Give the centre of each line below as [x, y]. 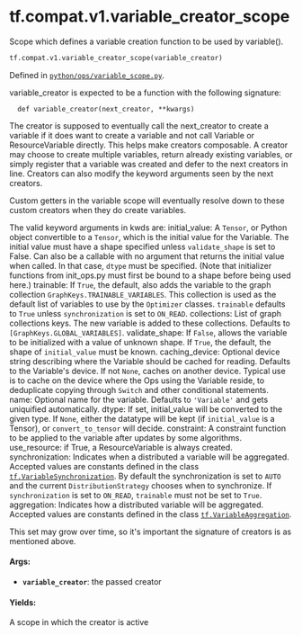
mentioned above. [43, 541]
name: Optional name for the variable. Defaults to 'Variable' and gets [139, 399]
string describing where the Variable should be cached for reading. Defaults [150, 361]
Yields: [23, 602]
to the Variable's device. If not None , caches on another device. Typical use [147, 371]
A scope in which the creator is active [79, 622]
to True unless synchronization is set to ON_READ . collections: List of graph [145, 313]
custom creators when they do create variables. [98, 210]
